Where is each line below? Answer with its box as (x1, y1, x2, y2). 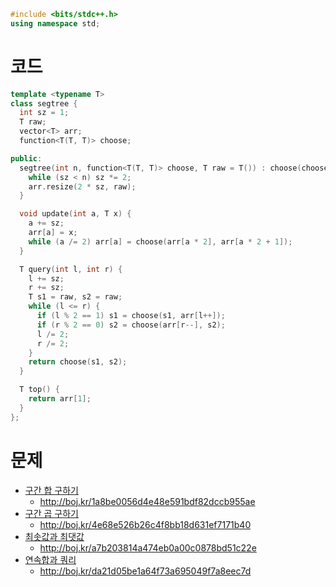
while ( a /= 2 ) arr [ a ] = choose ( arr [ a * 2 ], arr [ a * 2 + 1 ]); (28, 236, 293, 247)
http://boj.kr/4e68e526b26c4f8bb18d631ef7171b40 (39, 518, 252, 530)
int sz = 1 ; (19, 108, 70, 118)
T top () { (19, 385, 60, 395)
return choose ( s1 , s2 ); (28, 357, 128, 367)
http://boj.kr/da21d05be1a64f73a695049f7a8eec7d (39, 565, 252, 577)
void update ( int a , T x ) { (19, 209, 132, 219)
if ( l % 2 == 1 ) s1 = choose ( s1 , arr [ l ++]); (36, 311, 226, 321)
